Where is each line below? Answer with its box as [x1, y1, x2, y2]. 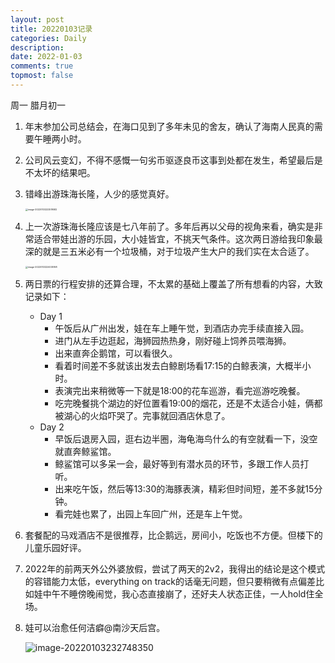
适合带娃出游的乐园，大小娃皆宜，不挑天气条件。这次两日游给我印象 [33, 232, 315, 245]
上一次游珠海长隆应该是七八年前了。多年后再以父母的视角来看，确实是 [24, 220, 315, 232]
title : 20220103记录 [10, 24, 93, 34]
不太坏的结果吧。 [24, 166, 96, 178]
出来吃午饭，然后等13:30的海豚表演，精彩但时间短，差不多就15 [54, 482, 315, 495]
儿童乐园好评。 [24, 541, 87, 553]
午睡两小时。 [33, 132, 87, 145]
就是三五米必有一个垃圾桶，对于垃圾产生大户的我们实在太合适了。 [42, 245, 315, 257]
